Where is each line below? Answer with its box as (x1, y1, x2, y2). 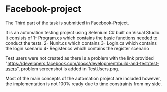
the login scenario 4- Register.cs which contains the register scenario (5, 45, 149, 51)
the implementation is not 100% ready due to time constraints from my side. (5, 81, 162, 87)
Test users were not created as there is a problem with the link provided (5, 55, 154, 61)
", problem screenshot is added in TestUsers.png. (17, 66, 119, 72)
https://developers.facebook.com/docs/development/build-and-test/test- (7, 60, 159, 66)
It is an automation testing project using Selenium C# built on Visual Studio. (5, 29, 161, 35)
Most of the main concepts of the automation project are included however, (5, 75, 161, 81)
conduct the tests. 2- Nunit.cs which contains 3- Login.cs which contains (5, 40, 157, 46)
